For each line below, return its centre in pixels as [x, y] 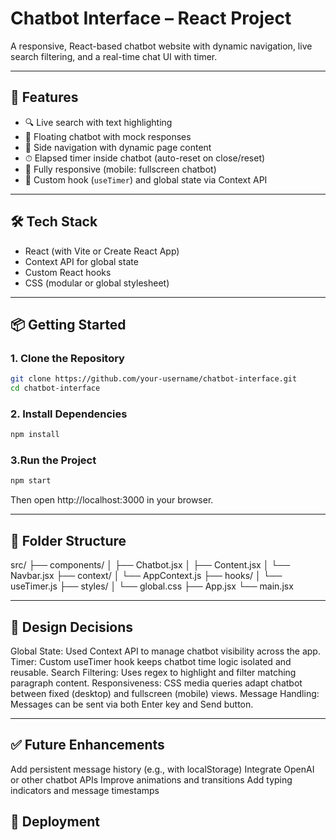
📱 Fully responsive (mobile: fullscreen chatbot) [120, 169]
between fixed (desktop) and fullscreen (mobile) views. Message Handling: [165, 693]
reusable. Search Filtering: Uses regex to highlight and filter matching [153, 672]
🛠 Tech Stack [54, 222]
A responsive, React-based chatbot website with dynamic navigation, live [161, 46]
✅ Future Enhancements [87, 745]
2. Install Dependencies [69, 414]
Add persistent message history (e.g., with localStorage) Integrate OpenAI [162, 769]
